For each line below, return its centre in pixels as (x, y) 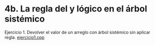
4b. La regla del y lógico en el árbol (76, 9)
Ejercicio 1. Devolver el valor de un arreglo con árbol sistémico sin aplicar (77, 32)
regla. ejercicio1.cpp (24, 37)
